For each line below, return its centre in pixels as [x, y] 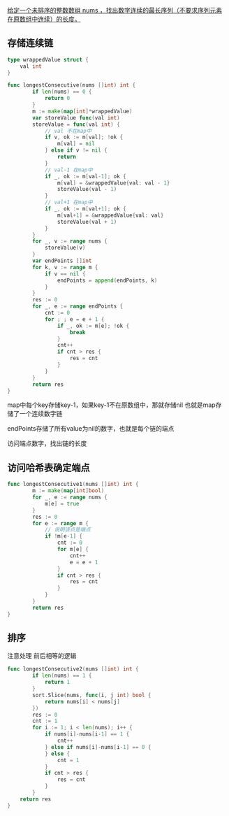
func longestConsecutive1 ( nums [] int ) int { [73, 485]
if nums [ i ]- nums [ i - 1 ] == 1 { [87, 734]
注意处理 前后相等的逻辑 [42, 656]
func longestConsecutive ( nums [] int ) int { [72, 85]
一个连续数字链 [41, 414]
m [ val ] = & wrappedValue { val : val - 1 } [113, 183]
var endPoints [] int [62, 261]
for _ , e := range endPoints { [78, 306]
